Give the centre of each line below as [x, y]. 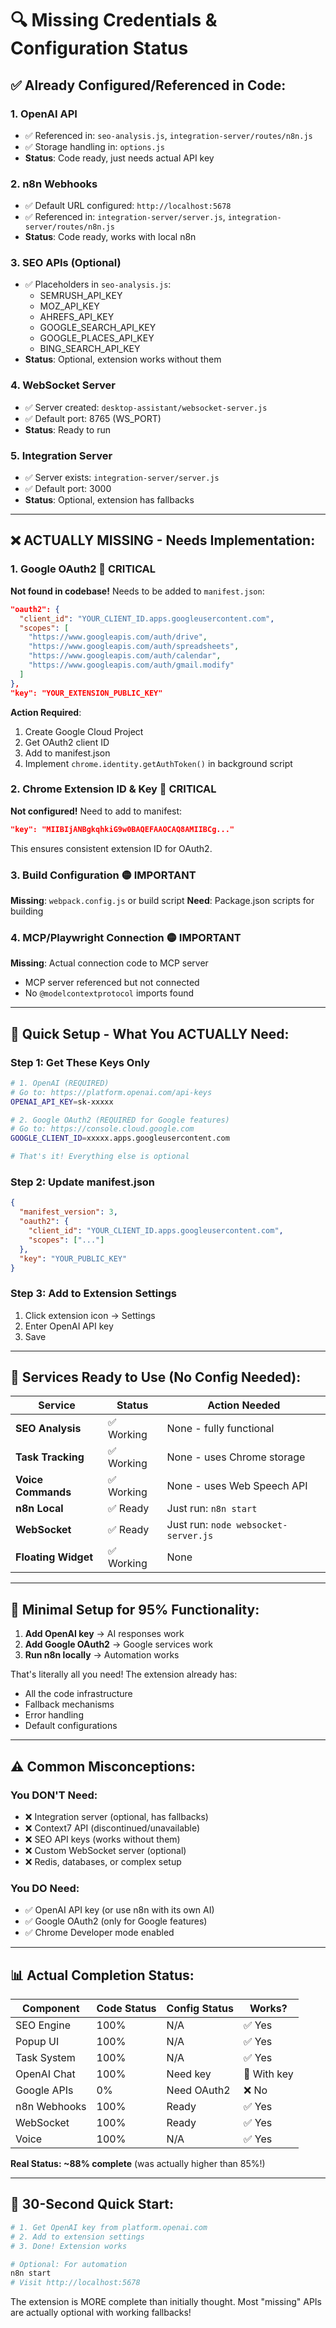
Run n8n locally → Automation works [102, 1655]
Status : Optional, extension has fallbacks [109, 500]
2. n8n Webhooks [54, 184]
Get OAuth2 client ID [67, 742]
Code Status [126, 2009]
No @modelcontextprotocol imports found [109, 993]
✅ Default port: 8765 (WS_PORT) [93, 418]
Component [51, 2009]
